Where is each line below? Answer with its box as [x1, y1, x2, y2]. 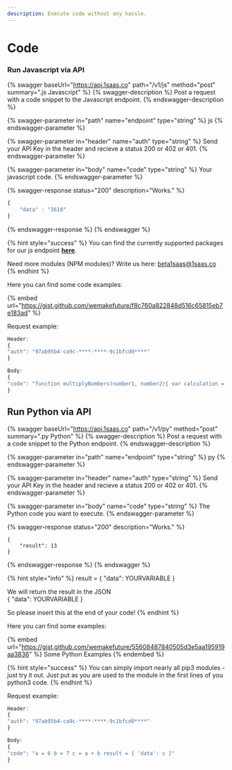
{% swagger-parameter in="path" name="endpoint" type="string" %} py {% [7, 452, 226, 461]
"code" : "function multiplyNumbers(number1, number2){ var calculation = [7, 380, 225, 387]
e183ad [7, 309, 28, 317]
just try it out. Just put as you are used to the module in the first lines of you [7, 671, 224, 679]
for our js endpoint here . [7, 246, 77, 254]
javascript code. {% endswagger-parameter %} [7, 173, 143, 181]
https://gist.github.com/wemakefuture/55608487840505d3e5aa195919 [21, 642, 225, 650]
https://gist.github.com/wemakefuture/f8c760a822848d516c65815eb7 [21, 301, 224, 309]
